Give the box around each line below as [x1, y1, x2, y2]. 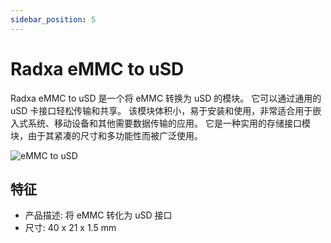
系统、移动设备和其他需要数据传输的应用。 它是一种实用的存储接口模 [27, 117, 311, 129]
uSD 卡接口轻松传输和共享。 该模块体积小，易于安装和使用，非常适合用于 [10, 104, 313, 116]
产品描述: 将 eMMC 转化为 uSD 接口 [24, 209, 173, 221]
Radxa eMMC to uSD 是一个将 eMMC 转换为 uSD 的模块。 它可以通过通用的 [10, 92, 322, 104]
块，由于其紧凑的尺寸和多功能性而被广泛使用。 [10, 129, 203, 141]
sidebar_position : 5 [10, 14, 97, 25]
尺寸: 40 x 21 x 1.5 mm [24, 222, 117, 234]
